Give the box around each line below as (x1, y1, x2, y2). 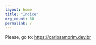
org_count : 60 (5, 16, 35, 21)
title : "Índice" (5, 12, 39, 17)
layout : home (5, 7, 32, 12)
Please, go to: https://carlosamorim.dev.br (5, 34, 92, 40)
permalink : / (5, 21, 32, 26)
